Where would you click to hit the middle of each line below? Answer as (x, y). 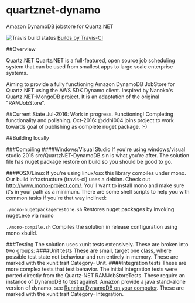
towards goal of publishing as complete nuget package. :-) (77, 126)
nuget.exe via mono (30, 215)
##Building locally (28, 137)
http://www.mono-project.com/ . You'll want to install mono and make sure (95, 185)
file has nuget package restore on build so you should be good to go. (89, 161)
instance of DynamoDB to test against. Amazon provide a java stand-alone (96, 281)
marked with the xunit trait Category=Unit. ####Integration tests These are (96, 263)
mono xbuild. (22, 233)
